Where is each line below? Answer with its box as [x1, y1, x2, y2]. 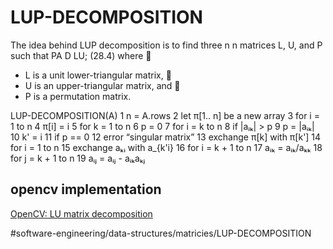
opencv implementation [10, 181, 162, 198]
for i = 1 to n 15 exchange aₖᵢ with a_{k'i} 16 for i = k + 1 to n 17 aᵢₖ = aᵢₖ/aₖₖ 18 [10, 141, 323, 153]
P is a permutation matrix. [24, 90, 132, 102]
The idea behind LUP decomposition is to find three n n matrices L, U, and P [10, 39, 323, 51]
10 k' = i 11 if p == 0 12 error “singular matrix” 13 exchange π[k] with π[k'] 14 [10, 131, 322, 143]
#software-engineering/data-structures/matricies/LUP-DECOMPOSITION [10, 227, 312, 239]
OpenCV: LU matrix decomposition [10, 207, 153, 220]
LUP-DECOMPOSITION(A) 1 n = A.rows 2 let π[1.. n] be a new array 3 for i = [10, 109, 320, 121]
